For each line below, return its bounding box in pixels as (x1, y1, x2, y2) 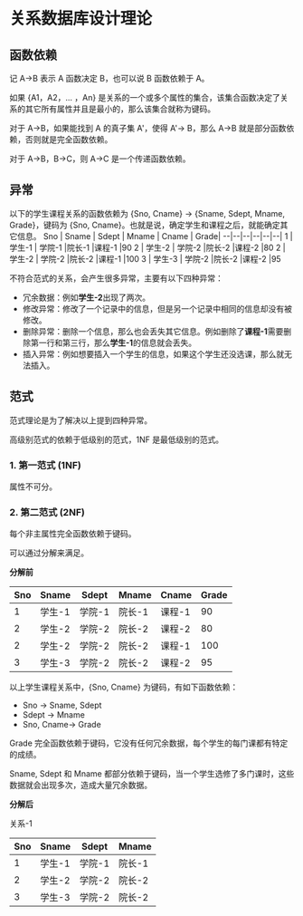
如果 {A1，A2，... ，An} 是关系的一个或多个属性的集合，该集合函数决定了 (9, 92, 280, 102)
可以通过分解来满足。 (9, 547, 89, 558)
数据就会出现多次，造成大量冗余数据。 (9, 780, 152, 791)
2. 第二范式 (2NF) (9, 506, 86, 518)
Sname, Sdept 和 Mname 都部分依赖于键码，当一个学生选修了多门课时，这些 (9, 768, 295, 779)
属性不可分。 (9, 481, 57, 492)
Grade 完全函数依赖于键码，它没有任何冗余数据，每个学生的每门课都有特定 (9, 738, 289, 748)
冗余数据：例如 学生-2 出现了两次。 (22, 292, 151, 303)
